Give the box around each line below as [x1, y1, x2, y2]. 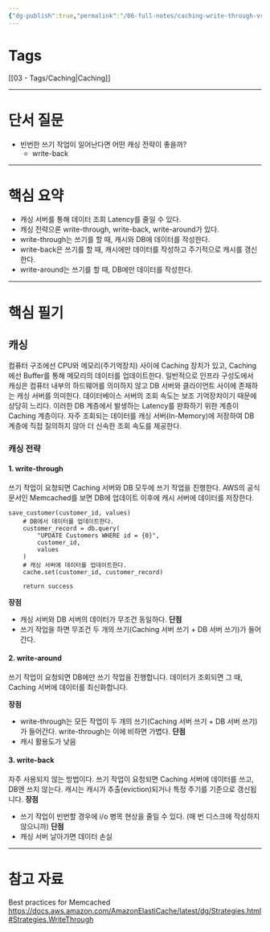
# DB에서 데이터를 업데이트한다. [22, 517, 115, 525]
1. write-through [8, 463, 64, 473]
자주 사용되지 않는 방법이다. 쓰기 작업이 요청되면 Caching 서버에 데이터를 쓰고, [8, 774, 255, 784]
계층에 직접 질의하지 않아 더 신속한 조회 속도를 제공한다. [8, 421, 182, 431]
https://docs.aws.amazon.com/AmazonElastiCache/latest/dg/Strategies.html [8, 905, 262, 915]
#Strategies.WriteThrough [8, 914, 94, 924]
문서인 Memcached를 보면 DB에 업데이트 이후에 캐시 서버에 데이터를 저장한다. [8, 492, 255, 503]
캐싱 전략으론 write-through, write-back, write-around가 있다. [19, 224, 219, 234]
